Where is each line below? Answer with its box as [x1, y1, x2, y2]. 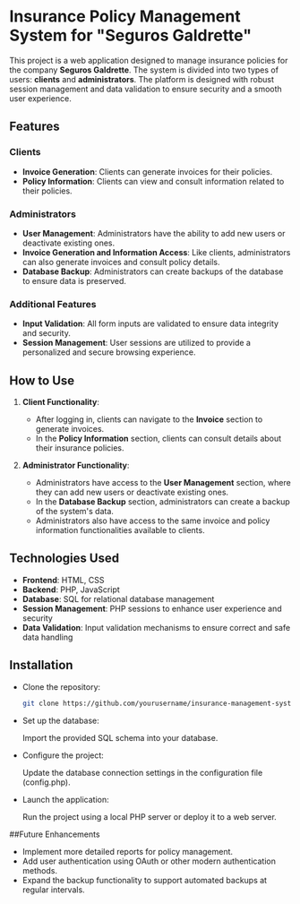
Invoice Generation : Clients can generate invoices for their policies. [21, 166, 273, 176]
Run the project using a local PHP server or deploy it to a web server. [21, 811, 278, 822]
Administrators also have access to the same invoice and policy [35, 515, 270, 526]
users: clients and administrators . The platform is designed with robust [9, 73, 275, 84]
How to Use [9, 373, 75, 388]
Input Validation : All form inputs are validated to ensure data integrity [21, 318, 279, 329]
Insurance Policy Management [9, 6, 241, 27]
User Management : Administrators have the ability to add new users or [21, 228, 286, 238]
